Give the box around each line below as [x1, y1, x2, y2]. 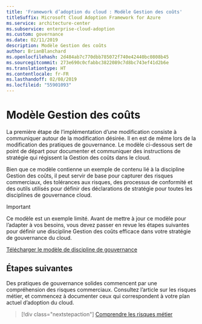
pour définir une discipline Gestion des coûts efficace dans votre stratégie [6, 228, 191, 235]
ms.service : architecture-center [6, 20, 91, 26]
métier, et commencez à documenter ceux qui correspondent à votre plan [6, 292, 191, 300]
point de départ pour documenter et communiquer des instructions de [6, 147, 181, 154]
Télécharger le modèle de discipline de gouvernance [6, 246, 138, 253]
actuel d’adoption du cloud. [6, 299, 74, 306]
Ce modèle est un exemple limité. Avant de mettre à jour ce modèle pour [6, 214, 186, 222]
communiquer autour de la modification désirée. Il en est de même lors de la [6, 134, 197, 142]
